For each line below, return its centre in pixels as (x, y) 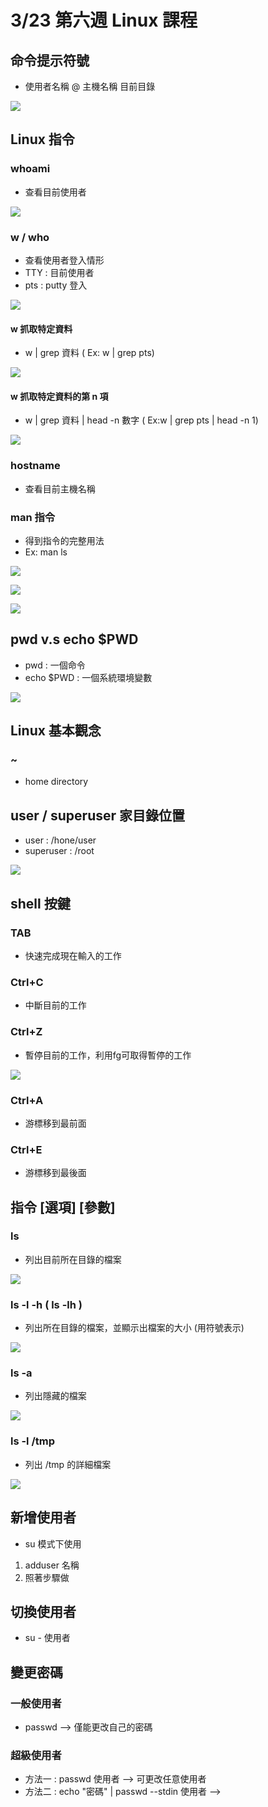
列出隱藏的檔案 (55, 1396)
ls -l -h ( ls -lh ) (46, 1304)
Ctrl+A (27, 1100)
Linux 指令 (42, 139)
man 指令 (33, 517)
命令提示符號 (50, 60)
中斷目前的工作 (55, 1005)
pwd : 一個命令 (55, 665)
